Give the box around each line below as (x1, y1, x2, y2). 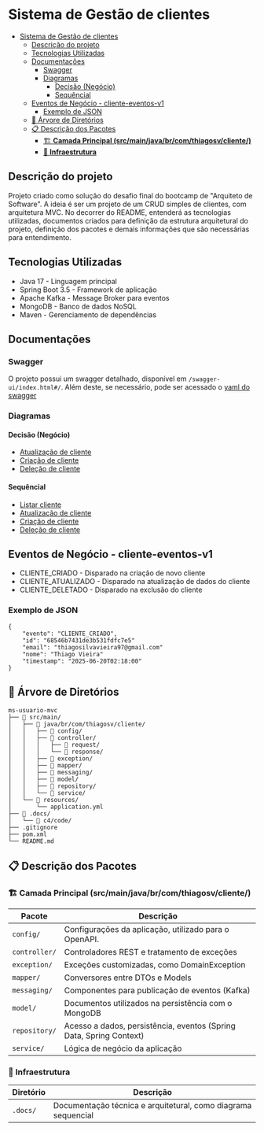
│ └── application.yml (8, 803, 104, 811)
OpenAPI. (64, 934, 100, 945)
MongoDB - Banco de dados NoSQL (19, 301, 137, 311)
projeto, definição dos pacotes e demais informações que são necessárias (8, 224, 250, 234)
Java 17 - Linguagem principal (19, 276, 118, 286)
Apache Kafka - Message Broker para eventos (19, 293, 170, 302)
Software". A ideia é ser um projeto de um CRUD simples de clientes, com (8, 199, 247, 209)
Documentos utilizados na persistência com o (64, 998, 233, 1009)
